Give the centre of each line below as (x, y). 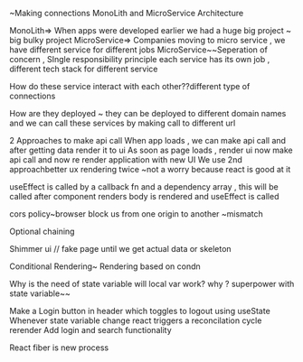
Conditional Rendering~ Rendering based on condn (105, 266)
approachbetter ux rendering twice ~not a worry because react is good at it (150, 169)
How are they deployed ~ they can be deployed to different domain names (148, 113)
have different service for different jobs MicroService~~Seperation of (139, 50)
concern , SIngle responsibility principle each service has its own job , (140, 59)
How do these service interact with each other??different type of (130, 86)
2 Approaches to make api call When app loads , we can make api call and (148, 140)
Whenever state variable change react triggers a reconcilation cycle (136, 320)
